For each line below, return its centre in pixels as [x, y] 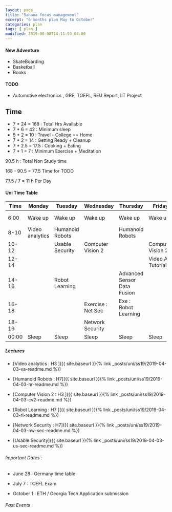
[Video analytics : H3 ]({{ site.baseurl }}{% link [62, 364]
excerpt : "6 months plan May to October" [50, 19]
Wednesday [99, 206]
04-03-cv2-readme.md [37, 400]
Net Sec [94, 311]
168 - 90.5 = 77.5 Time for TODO [40, 171]
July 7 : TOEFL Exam [35, 483]
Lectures [15, 351]
